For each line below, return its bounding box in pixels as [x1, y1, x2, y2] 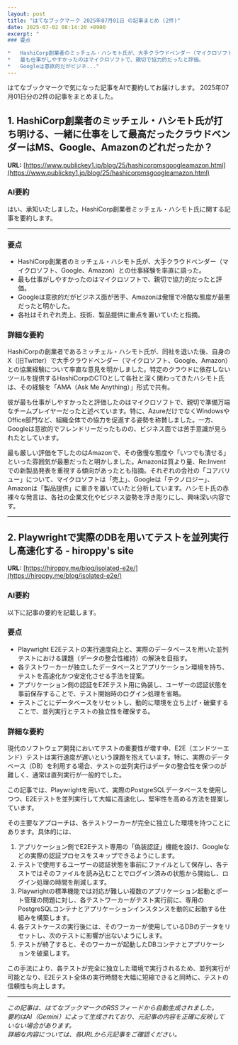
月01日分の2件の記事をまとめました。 [7, 92, 118, 100]
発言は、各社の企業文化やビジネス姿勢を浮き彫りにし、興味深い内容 [25, 493, 225, 501]
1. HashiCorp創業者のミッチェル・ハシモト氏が [7, 115, 214, 127]
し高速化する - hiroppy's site [7, 545, 135, 557]
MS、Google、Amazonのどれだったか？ [35, 141, 213, 153]
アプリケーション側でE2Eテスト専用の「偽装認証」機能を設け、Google [17, 843, 224, 851]
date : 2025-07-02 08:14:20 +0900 [7, 23, 106, 31]
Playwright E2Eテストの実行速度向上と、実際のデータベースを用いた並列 [17, 645, 229, 653]
